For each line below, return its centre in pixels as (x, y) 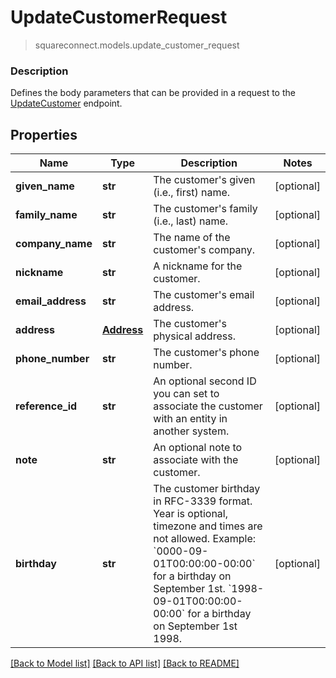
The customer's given (204, 180)
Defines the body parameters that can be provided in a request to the (153, 93)
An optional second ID (205, 381)
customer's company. (204, 250)
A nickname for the (198, 266)
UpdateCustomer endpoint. (66, 103)
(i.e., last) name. (191, 221)
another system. (191, 431)
